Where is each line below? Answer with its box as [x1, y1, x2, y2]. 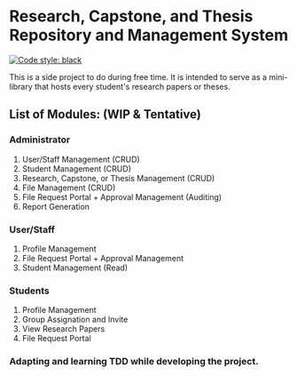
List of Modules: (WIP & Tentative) [9, 107, 201, 122]
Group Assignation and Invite [21, 314, 129, 325]
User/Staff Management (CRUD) [21, 154, 140, 164]
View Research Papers [21, 324, 106, 334]
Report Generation [21, 201, 90, 212]
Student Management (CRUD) [21, 163, 131, 174]
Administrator [9, 133, 71, 146]
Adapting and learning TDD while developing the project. [9, 356, 259, 368]
